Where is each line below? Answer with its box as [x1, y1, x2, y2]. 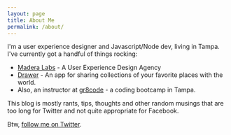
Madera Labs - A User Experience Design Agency [17, 64, 162, 72]
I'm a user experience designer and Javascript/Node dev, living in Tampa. [7, 43, 220, 51]
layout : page [7, 10, 45, 17]
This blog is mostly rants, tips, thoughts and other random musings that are [7, 99, 224, 108]
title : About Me [7, 17, 55, 24]
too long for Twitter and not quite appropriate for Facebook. [7, 106, 179, 115]
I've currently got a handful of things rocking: [7, 50, 138, 58]
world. [17, 78, 36, 87]
